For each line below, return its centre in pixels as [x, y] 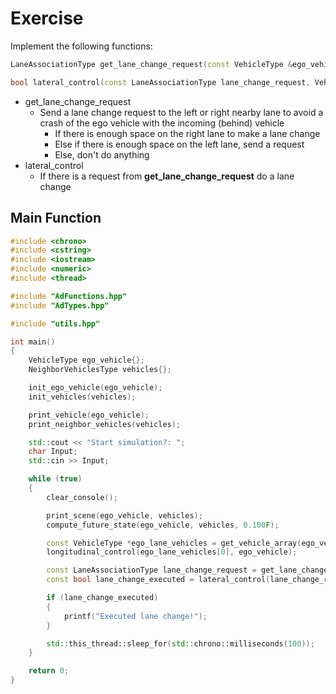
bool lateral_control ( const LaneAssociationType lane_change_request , [160, 82]
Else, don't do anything [102, 154]
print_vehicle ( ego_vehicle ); [89, 415]
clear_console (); [82, 497]
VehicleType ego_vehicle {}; [86, 360]
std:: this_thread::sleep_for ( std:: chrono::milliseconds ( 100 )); [180, 643]
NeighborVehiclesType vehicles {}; [100, 370]
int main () [33, 342]
